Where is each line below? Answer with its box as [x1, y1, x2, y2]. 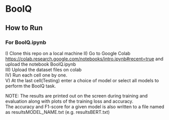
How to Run [5, 23, 43, 32]
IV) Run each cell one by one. [5, 72, 68, 78]
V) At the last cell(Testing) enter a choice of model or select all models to [5, 77, 159, 83]
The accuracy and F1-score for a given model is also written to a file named [5, 103, 165, 110]
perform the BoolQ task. [5, 83, 56, 89]
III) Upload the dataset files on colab [5, 66, 82, 73]
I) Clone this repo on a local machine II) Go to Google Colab [5, 50, 131, 56]
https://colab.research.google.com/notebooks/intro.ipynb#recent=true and [5, 56, 164, 62]
